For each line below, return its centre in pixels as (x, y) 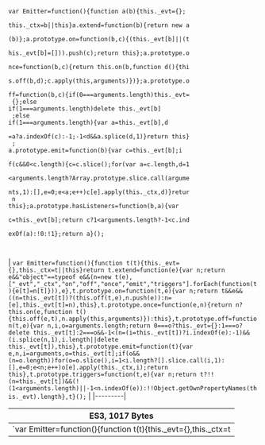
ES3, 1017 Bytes (121, 416)
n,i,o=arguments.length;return (99, 326)
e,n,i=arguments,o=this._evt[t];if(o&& (74, 354)
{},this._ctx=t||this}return (56, 270)
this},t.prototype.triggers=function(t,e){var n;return (102, 374)
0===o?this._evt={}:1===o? (198, 326)
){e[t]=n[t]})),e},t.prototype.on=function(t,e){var (97, 291)
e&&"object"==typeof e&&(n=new (60, 277)
